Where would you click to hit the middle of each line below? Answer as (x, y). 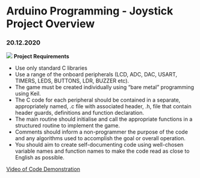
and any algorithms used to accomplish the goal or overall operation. (100, 138)
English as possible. (39, 158)
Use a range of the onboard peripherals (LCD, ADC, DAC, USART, (96, 75)
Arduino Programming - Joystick (90, 11)
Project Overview (51, 24)
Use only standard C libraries (51, 68)
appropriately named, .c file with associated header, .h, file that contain (103, 106)
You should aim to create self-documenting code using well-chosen (99, 145)
